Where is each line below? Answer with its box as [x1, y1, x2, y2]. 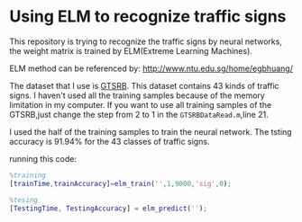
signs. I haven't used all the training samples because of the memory [9, 90, 266, 101]
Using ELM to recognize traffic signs [9, 6, 287, 27]
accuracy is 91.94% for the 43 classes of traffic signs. [9, 136, 210, 147]
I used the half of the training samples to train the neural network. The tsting [9, 126, 292, 137]
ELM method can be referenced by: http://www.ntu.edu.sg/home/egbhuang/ [9, 63, 293, 74]
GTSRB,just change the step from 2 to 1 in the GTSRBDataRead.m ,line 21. [9, 109, 269, 120]
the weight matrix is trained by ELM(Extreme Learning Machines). [9, 45, 252, 56]
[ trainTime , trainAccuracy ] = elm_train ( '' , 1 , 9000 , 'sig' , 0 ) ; [9, 179, 232, 188]
